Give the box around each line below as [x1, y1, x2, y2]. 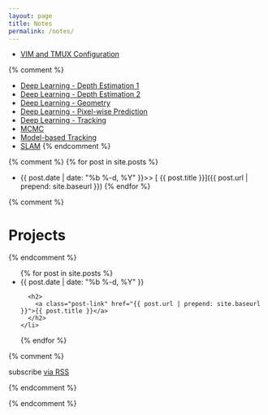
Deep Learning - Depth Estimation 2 [19, 90, 140, 99]
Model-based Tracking [19, 133, 97, 142]
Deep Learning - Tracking [19, 116, 107, 125]
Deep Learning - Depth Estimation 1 [19, 81, 140, 90]
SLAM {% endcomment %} [19, 142, 111, 151]
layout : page [8, 11, 53, 20]
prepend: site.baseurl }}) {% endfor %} [19, 181, 151, 191]
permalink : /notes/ [8, 27, 75, 35]
